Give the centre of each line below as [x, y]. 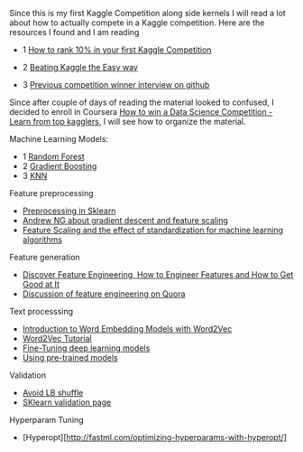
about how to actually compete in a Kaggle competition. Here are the [137, 23]
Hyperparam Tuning [46, 420]
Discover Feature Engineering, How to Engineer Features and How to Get [158, 274]
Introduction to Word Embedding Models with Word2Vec [127, 329]
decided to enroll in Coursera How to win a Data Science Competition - [141, 112]
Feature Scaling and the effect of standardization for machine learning [153, 230]
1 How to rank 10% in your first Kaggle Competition [117, 50]
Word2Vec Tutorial [57, 339]
